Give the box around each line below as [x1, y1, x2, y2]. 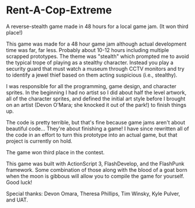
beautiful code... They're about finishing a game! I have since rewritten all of [6, 125, 189, 132]
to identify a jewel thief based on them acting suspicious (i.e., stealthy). [6, 71, 177, 78]
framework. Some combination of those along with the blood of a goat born [6, 166, 188, 173]
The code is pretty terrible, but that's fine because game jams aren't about [6, 119, 186, 126]
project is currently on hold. [6, 137, 73, 144]
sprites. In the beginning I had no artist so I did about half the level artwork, [6, 89, 187, 96]
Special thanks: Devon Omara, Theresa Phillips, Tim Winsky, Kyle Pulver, [6, 190, 180, 197]
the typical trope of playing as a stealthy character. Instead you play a [6, 59, 174, 66]
